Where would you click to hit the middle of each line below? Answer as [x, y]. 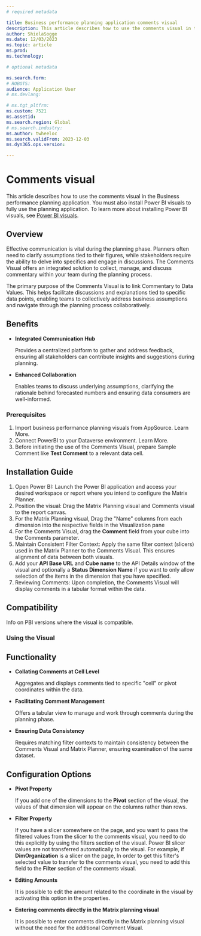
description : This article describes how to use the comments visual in [99, 28]
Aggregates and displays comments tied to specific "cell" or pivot [96, 684]
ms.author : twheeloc [32, 133]
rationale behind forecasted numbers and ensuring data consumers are [103, 393]
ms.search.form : [26, 78]
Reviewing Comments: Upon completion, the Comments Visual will [97, 582]
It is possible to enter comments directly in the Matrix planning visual [100, 922]
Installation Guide [40, 472]
